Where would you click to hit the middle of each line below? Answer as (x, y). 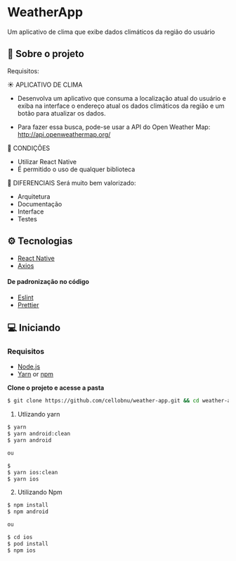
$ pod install (28, 543)
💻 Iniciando (34, 328)
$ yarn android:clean (39, 434)
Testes (27, 218)
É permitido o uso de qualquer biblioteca (76, 169)
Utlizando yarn (39, 414)
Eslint (25, 297)
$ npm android (28, 512)
